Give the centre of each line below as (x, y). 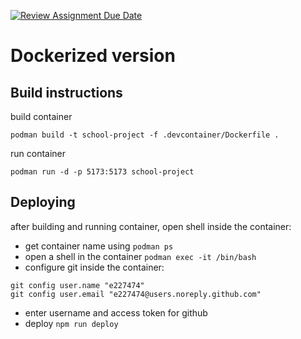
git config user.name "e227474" (77, 285)
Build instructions (66, 92)
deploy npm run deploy (71, 323)
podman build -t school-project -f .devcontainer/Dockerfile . (145, 135)
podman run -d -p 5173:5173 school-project (102, 172)
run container (38, 153)
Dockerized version (93, 56)
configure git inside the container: (94, 267)
